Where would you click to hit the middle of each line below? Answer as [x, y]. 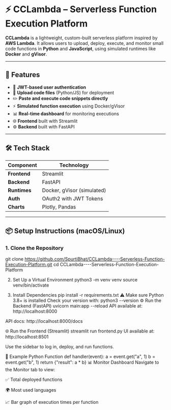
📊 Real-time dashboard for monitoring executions [66, 113]
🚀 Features [23, 75]
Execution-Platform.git [29, 265]
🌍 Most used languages [31, 390]
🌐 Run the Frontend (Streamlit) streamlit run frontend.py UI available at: [80, 331]
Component [22, 165]
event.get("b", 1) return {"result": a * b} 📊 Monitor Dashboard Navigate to [82, 363]
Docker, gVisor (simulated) [74, 190]
